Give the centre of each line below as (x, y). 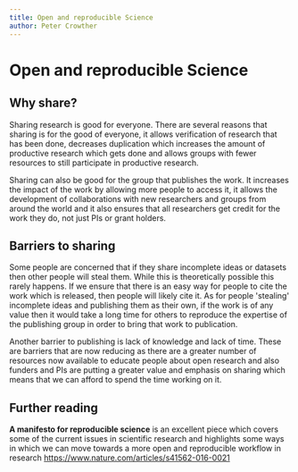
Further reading (54, 408)
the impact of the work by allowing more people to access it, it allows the (144, 190)
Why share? (43, 103)
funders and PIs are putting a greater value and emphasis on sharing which (147, 370)
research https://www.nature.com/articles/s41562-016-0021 (120, 458)
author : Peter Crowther (54, 26)
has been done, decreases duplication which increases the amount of (137, 143)
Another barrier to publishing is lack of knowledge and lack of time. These (145, 341)
